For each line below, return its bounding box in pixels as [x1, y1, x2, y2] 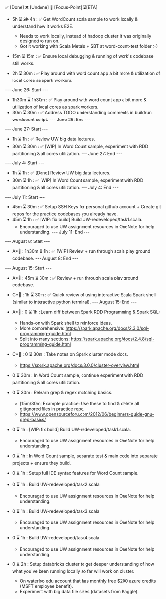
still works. [12, 60, 35, 66]
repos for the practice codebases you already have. [12, 211, 118, 217]
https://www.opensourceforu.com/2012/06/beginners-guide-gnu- [19, 411, 154, 417]
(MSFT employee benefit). [19, 583, 73, 589]
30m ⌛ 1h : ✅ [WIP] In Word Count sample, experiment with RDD [12, 177, 144, 183]
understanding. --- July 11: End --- [19, 229, 90, 235]
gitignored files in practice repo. [19, 406, 85, 412]
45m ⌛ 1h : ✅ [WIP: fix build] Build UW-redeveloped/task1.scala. [12, 217, 143, 222]
